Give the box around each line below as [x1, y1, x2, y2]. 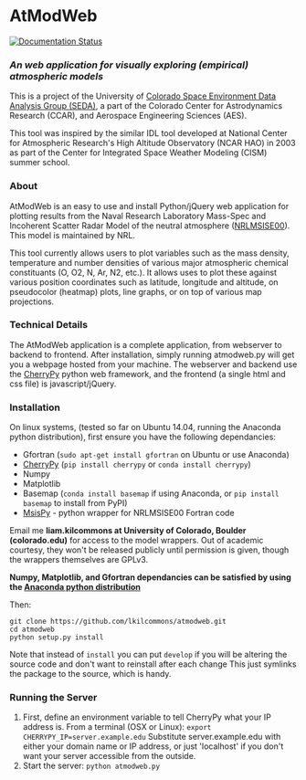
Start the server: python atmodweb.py [22, 760, 161, 772]
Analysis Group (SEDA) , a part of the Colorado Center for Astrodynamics [9, 100, 283, 111]
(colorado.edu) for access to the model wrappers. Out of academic [9, 535, 264, 546]
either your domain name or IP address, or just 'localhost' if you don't [22, 741, 284, 752]
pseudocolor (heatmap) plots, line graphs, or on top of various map [9, 286, 262, 297]
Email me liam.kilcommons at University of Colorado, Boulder [9, 525, 247, 536]
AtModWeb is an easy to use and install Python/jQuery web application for [9, 200, 290, 211]
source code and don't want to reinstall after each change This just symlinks [9, 659, 297, 669]
